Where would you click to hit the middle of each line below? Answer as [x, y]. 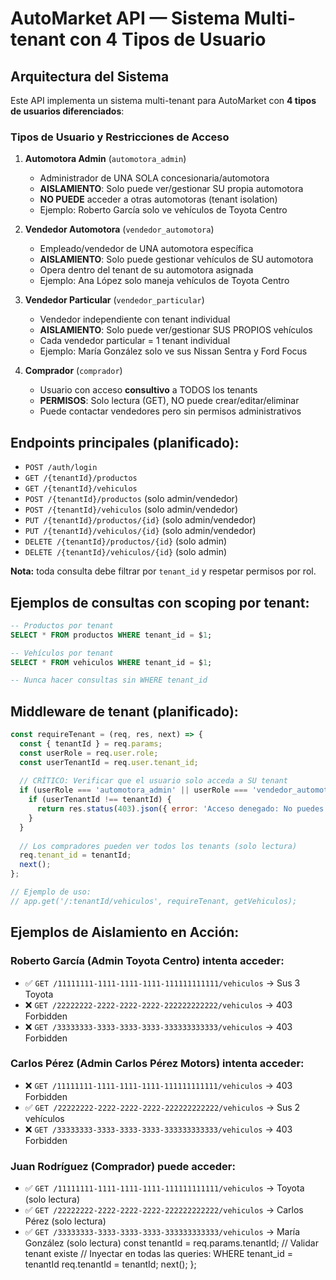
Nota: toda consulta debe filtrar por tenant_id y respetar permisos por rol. [163, 571]
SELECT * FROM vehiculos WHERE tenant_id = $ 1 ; [111, 662]
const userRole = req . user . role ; [89, 753]
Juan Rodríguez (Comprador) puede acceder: [123, 1166]
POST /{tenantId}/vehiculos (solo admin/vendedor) [131, 509]
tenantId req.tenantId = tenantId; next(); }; [110, 1264]
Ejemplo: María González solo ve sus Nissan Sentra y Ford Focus [173, 351]
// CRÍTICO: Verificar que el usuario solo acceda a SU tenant [153, 781]
